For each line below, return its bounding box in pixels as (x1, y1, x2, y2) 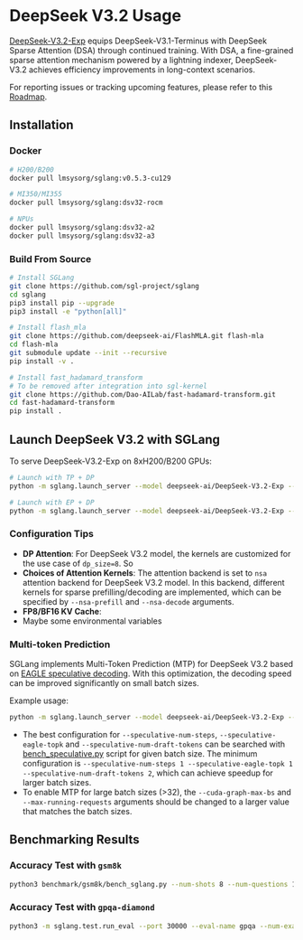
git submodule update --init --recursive (9, 349, 168, 358)
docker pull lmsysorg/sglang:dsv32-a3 (9, 231, 155, 240)
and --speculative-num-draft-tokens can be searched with (65, 738, 286, 749)
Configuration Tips (9, 528, 95, 540)
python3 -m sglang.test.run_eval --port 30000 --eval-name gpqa (9, 921, 256, 931)
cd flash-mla (9, 340, 59, 349)
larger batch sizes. (22, 776, 92, 787)
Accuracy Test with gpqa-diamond (9, 901, 155, 914)
